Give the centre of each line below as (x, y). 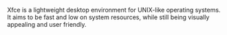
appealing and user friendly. (47, 24)
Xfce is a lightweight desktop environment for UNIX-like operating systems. (114, 10)
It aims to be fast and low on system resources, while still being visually (108, 17)
